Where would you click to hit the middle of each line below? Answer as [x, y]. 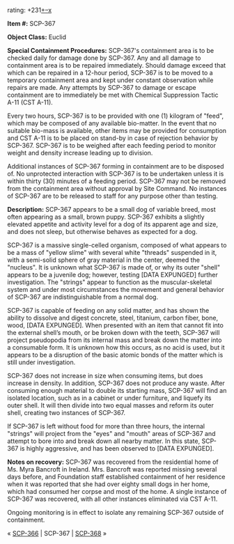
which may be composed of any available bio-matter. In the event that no [112, 123]
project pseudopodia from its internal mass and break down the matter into [115, 340]
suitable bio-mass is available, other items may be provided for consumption [117, 131]
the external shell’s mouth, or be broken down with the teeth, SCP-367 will [114, 333]
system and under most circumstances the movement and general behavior [116, 289]
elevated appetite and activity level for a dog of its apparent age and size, [112, 224]
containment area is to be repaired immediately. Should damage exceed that [117, 65]
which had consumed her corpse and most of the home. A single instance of [117, 491]
